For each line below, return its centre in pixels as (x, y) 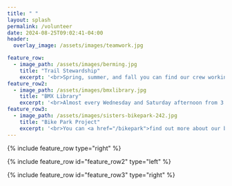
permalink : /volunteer (40, 26)
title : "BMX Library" (50, 96)
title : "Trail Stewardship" (60, 71)
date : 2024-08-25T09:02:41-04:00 (55, 33)
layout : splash (29, 20)
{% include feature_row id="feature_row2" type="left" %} (89, 161)
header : (18, 39)
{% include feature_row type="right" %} (64, 148)
